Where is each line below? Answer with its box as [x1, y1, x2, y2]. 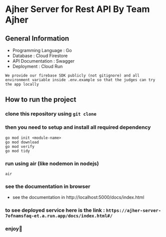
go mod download [5, 139, 39, 145]
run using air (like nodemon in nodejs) [5, 160, 99, 167]
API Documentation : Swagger [12, 58, 75, 64]
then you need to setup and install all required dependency [5, 124, 151, 131]
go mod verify [5, 144, 35, 149]
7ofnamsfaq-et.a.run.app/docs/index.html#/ [5, 213, 113, 219]
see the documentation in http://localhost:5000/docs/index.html [12, 194, 144, 200]
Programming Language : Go [12, 48, 72, 53]
